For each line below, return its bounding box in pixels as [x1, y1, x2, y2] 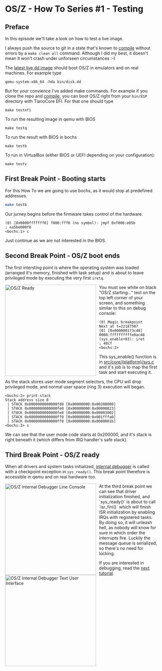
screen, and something [99, 300, 145, 306]
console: [99, 310, 116, 316]
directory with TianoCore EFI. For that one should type [5, 98, 114, 104]
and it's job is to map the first [99, 364, 158, 370]
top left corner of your [99, 294, 143, 300]
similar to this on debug [99, 305, 146, 311]
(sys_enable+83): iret [99, 337, 145, 342]
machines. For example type [5, 70, 62, 76]
